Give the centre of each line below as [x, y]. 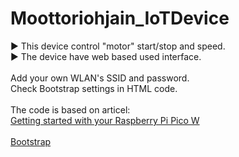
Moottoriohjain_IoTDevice [120, 18]
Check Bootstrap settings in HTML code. [94, 88]
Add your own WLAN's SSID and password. [100, 78]
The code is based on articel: [70, 109]
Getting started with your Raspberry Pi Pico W [105, 120]
